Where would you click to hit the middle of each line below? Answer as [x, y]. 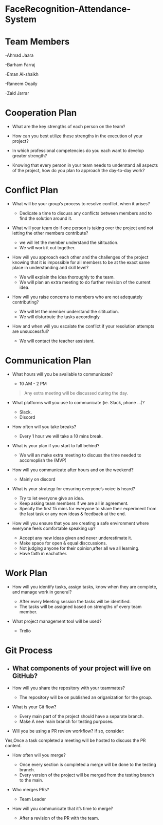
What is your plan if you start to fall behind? [56, 445]
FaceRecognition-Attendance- [68, 9]
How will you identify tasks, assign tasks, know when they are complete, [85, 586]
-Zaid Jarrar [17, 93]
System [21, 19]
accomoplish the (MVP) [43, 460]
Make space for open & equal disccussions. [63, 543]
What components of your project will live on [81, 668]
